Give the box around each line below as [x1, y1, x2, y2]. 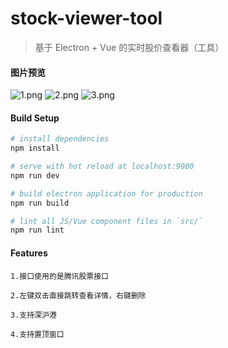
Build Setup [10, 112, 60, 124]
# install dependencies [10, 134, 110, 144]
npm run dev [10, 170, 60, 181]
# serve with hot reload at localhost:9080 [10, 162, 195, 172]
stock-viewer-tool [10, 7, 163, 30]
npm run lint [10, 225, 65, 236]
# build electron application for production [10, 188, 203, 199]
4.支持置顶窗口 [10, 329, 65, 339]
